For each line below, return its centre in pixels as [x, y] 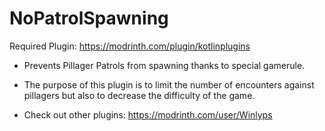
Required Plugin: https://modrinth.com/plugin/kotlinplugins [130, 46]
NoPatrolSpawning [89, 18]
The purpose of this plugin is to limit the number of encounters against [169, 84]
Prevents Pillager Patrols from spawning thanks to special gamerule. [164, 65]
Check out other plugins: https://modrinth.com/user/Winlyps [148, 114]
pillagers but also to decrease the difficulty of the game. [139, 95]
